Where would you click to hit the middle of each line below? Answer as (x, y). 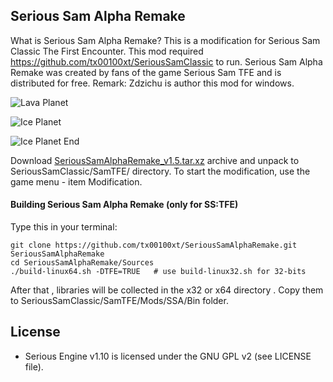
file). (34, 366)
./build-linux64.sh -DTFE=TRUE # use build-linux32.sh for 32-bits (158, 272)
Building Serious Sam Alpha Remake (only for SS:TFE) (124, 205)
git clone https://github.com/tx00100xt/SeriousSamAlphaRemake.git (154, 245)
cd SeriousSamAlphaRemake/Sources (82, 263)
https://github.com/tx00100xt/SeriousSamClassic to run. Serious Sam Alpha (166, 61)
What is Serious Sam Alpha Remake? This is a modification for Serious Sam (165, 40)
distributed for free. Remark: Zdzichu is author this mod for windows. (152, 83)
